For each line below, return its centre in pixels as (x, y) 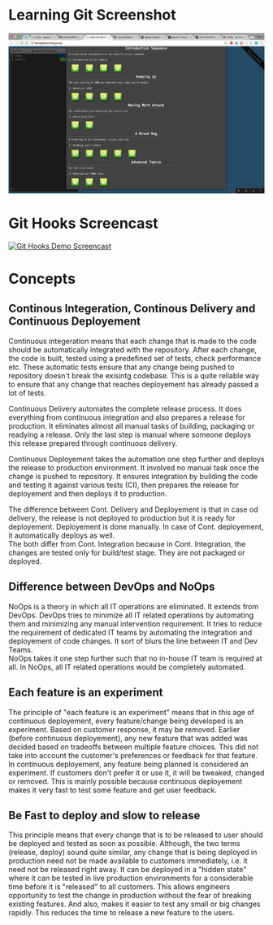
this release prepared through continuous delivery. (93, 443)
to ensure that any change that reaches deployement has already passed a (134, 384)
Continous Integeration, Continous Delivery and (132, 309)
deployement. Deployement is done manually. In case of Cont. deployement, (136, 526)
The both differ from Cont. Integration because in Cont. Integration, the (127, 543)
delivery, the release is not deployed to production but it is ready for (122, 517)
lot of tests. (27, 393)
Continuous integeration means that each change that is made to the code (133, 341)
